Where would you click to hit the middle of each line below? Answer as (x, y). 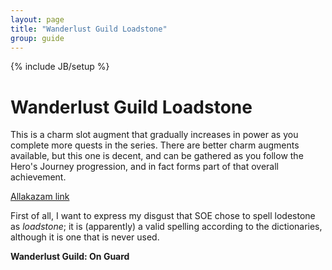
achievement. (38, 177)
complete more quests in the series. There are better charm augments (155, 145)
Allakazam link (40, 197)
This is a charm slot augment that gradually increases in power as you (154, 135)
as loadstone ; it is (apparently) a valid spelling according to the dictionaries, (166, 227)
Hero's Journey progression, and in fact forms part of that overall (144, 167)
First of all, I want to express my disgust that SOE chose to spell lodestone (163, 216)
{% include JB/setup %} (60, 67)
